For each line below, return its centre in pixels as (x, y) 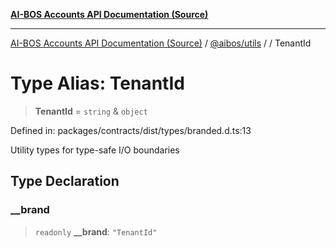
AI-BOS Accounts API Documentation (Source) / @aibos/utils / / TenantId (161, 43)
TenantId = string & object (91, 111)
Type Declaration (65, 181)
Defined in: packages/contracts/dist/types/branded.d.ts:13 (131, 130)
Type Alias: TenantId (97, 83)
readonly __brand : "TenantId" (96, 231)
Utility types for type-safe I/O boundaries (95, 150)
